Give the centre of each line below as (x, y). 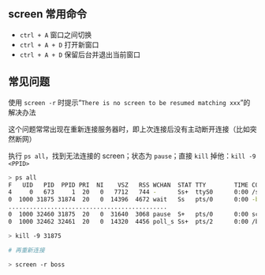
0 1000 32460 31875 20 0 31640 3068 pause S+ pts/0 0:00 (128, 214)
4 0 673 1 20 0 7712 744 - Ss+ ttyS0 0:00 (128, 192)
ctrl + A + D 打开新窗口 (59, 44)
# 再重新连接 (26, 250)
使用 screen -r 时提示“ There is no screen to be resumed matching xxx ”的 (129, 102)
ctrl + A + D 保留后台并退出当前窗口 (80, 55)
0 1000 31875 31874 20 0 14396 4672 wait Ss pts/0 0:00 (128, 200)
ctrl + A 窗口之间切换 (56, 35)
